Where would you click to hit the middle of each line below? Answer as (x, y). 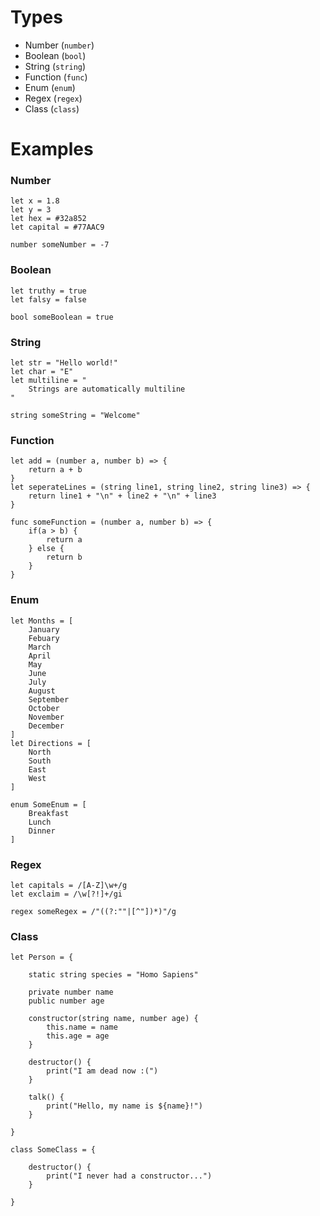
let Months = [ (42, 621)
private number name (71, 992)
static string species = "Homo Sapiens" (113, 975)
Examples (52, 149)
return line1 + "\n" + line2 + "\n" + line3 (122, 496)
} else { (46, 549)
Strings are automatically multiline (107, 389)
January (44, 629)
